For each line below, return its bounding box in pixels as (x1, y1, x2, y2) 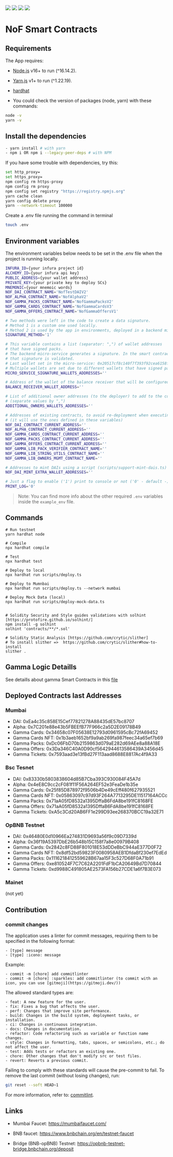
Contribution (5, 905, 47, 914)
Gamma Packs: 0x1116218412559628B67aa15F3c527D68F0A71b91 (12, 855, 154, 861)
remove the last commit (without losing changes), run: (5, 1072, 120, 1078)
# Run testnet (5, 527, 36, 532)
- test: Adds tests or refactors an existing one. (5, 1049, 116, 1054)
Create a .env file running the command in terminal (5, 213, 113, 219)
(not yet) (5, 890, 24, 897)
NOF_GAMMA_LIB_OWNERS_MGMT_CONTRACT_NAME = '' (5, 455, 102, 461)
